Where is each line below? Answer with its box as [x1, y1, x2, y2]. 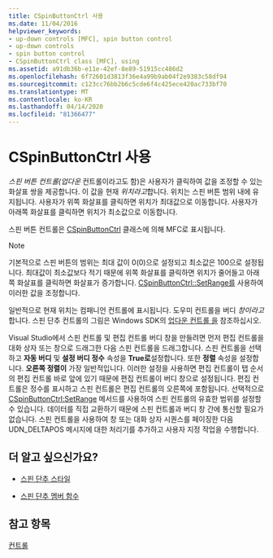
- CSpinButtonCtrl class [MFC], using [8, 58, 140, 66]
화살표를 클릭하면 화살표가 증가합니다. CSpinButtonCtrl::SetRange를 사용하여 [16, 278, 264, 288]
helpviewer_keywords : [8, 27, 82, 35]
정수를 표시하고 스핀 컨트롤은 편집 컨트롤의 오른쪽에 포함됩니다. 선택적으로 [29, 384, 265, 393]
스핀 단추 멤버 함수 [19, 490, 80, 501]
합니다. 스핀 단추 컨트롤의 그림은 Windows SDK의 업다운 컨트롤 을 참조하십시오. [8, 315, 262, 325]
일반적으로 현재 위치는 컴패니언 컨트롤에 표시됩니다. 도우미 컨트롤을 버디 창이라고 [8, 305, 265, 314]
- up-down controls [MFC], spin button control [8, 34, 173, 43]
